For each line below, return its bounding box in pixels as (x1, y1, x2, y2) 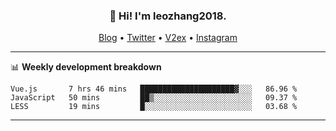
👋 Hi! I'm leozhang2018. (109, 9, 227, 23)
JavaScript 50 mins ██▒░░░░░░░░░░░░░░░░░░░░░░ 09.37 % (10, 93, 298, 103)
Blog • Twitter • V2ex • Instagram (98, 32, 238, 44)
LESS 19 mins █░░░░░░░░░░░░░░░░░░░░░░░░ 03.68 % (10, 102, 298, 112)
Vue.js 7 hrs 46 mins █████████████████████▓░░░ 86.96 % (10, 84, 298, 94)
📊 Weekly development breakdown (10, 61, 162, 73)
